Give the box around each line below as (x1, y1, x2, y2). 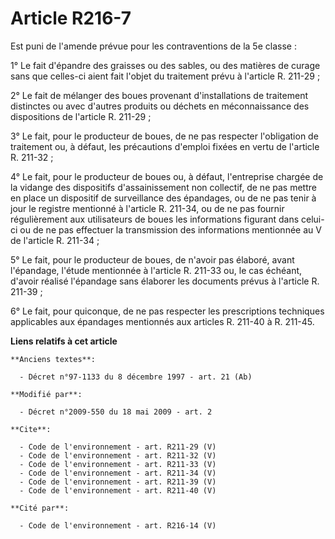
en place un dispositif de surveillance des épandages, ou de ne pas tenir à (10, 192, 317, 204)
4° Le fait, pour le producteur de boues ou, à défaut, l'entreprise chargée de (10, 170, 324, 182)
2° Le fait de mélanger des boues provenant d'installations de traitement (10, 89, 308, 101)
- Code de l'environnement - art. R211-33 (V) (19, 459, 217, 469)
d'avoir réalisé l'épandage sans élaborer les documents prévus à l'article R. (10, 275, 320, 287)
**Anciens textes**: (10, 354, 97, 364)
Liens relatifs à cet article (10, 335, 118, 347)
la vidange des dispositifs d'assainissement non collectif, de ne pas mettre (10, 181, 317, 193)
